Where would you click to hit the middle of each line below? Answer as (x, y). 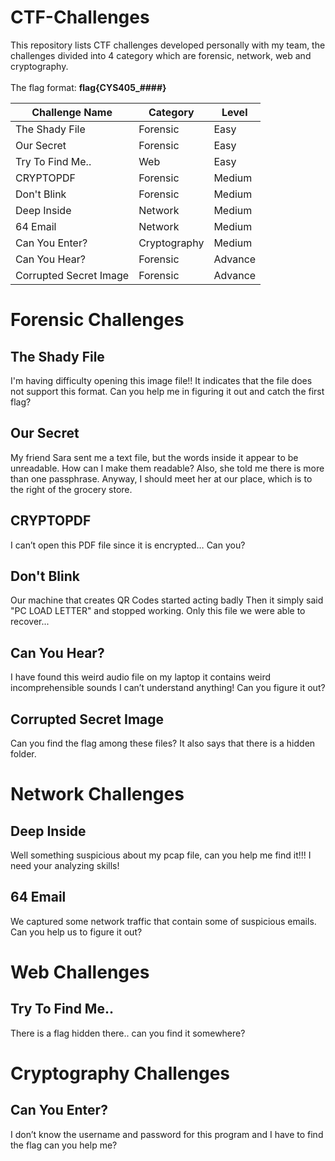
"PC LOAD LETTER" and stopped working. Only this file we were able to (158, 611)
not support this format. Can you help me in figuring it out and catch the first (167, 391)
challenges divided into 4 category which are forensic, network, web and (161, 55)
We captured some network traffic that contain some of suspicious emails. (163, 921)
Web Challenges (80, 972)
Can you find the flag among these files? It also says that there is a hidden (163, 743)
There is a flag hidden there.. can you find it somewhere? (128, 1033)
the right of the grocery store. (71, 489)
